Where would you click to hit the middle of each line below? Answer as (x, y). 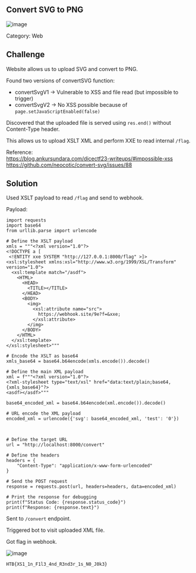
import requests (26, 220)
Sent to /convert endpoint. (39, 519)
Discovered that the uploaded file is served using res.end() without (88, 122)
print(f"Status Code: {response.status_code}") (66, 503)
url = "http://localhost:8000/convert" (56, 445)
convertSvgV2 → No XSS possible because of (71, 104)
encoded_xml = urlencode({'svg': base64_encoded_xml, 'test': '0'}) (93, 419)
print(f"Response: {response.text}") (53, 508)
